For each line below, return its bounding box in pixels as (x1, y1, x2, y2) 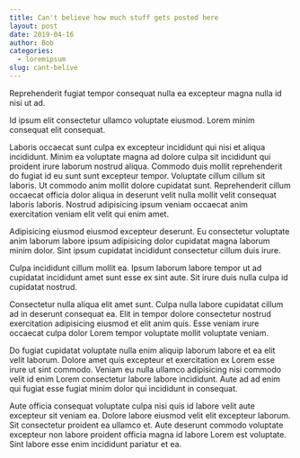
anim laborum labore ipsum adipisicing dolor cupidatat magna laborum (9, 235, 271, 246)
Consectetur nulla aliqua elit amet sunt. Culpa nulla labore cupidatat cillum (9, 298, 284, 310)
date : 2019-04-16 (9, 30, 75, 39)
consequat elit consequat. (9, 124, 106, 135)
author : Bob (9, 38, 54, 48)
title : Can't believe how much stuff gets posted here (9, 13, 219, 22)
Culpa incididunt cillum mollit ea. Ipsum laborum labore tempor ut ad (9, 262, 262, 273)
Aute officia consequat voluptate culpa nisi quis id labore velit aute (9, 401, 256, 411)
